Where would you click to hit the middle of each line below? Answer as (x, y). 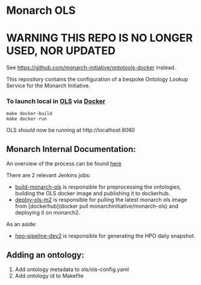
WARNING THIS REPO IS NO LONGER (100, 38)
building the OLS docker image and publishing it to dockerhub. (92, 193)
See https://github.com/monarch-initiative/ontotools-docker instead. (91, 67)
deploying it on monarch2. (47, 213)
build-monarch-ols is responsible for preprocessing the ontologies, (98, 187)
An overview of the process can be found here (64, 164)
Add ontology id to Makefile (49, 276)
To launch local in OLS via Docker (56, 101)
